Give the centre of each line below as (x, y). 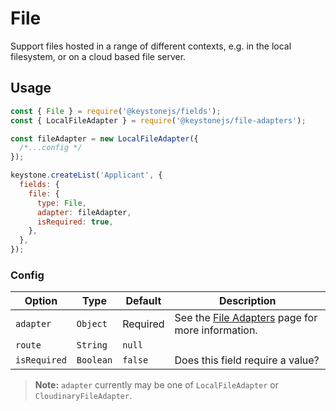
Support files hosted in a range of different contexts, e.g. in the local (151, 46)
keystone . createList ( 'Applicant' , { (86, 175)
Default (143, 301)
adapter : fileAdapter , (84, 212)
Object (92, 324)
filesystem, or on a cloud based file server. (98, 56)
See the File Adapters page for (246, 318)
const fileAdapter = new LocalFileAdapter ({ (104, 138)
